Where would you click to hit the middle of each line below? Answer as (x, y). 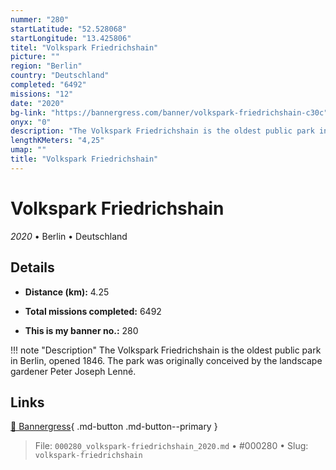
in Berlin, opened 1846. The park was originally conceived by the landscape (166, 360)
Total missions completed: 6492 (93, 311)
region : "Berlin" (46, 66)
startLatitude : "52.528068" (69, 29)
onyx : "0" (31, 122)
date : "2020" (37, 103)
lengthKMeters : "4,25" (57, 141)
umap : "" (28, 150)
